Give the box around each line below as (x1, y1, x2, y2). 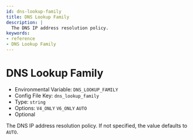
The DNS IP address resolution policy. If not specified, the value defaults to (6, 122, 188, 129)
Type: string (14, 98, 46, 105)
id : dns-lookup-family (6, 8, 62, 15)
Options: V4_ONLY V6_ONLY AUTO (14, 104, 87, 111)
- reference (6, 36, 35, 42)
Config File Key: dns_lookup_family (14, 92, 100, 99)
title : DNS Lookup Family (6, 14, 69, 20)
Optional (14, 111, 35, 118)
